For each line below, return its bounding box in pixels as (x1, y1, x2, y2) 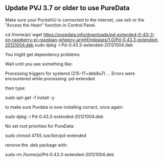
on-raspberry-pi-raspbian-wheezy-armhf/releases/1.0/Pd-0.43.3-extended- (5, 37, 159, 43)
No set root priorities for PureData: (5, 123, 75, 129)
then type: (5, 85, 26, 91)
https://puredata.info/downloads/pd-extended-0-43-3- (43, 31, 155, 37)
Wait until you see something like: (5, 61, 73, 67)
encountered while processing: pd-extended (5, 75, 95, 81)
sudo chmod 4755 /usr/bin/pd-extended (5, 132, 87, 139)
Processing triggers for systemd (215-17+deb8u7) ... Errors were (5, 70, 135, 76)
